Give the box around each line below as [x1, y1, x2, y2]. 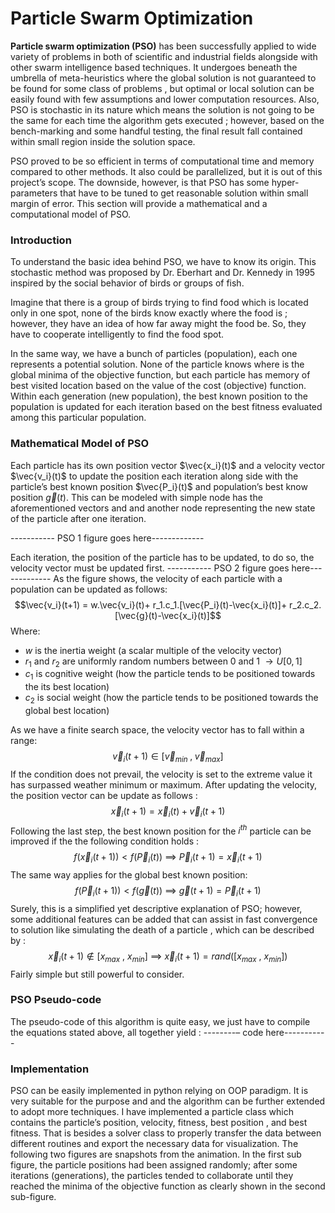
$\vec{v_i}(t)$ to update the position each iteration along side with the [10, 470, 299, 482]
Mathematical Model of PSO [10, 437, 150, 451]
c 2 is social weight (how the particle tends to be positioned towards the [24, 692, 319, 706]
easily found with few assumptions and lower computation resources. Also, [10, 93, 320, 105]
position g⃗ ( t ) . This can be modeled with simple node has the [10, 491, 263, 503]
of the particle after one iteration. [10, 512, 147, 524]
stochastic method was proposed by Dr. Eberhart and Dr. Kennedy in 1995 [10, 267, 316, 279]
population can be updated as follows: [10, 583, 168, 595]
